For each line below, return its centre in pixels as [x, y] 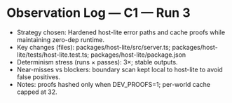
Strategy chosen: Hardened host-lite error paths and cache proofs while [121, 32]
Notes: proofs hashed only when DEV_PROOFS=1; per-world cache [114, 84]
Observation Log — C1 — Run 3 [98, 13]
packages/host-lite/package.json [138, 55]
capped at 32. [37, 92]
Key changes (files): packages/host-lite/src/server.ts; [94, 47]
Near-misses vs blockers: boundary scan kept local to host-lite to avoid [120, 69]
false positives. [39, 77]
